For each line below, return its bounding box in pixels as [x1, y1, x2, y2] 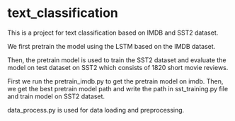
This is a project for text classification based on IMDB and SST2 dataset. [7, 28, 219, 37]
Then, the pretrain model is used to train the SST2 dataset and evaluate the [7, 55, 227, 64]
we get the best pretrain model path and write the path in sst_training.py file [7, 84, 229, 93]
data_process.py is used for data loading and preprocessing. [7, 105, 185, 114]
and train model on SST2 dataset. [7, 92, 105, 100]
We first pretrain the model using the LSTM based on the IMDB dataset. [7, 42, 216, 50]
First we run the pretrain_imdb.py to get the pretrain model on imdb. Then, [7, 76, 224, 86]
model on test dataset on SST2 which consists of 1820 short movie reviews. [7, 63, 229, 71]
